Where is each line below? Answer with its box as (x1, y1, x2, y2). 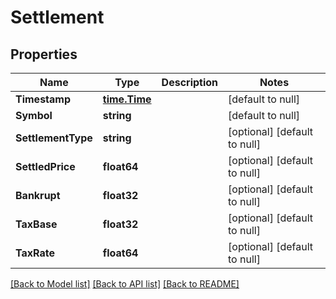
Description (161, 76, 219, 89)
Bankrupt (15, 189, 61, 202)
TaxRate (15, 246, 56, 260)
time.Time (102, 92, 152, 106)
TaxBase (15, 217, 58, 231)
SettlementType (15, 131, 93, 145)
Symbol (15, 109, 53, 122)
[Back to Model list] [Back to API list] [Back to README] (10, 278, 240, 290)
